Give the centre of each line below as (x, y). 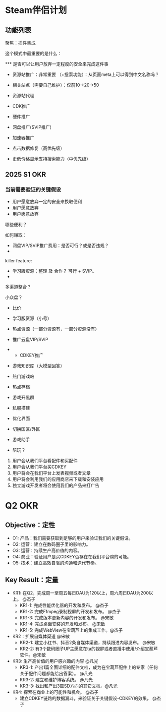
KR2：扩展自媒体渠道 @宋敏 (41, 636)
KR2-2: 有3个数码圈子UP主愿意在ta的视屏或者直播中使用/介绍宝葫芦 (89, 649)
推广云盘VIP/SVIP (30, 339)
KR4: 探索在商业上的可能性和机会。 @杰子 (55, 692)
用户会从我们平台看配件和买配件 (45, 460)
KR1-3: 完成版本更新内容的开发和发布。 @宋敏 (67, 617)
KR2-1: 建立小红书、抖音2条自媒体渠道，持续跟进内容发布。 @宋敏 (87, 642)
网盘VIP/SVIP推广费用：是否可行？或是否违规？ (60, 245)
